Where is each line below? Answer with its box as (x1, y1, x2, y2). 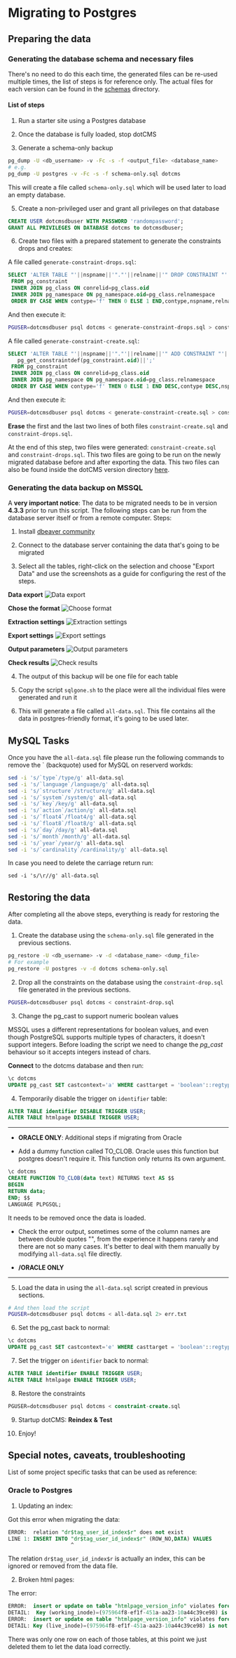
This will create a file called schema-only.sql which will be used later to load (8, 183, 227, 191)
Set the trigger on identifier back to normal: (18, 1357, 149, 1364)
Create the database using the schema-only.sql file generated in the (18, 931, 214, 940)
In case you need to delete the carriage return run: (8, 859, 153, 867)
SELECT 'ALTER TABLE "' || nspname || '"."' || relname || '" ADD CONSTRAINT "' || (8, 350, 231, 357)
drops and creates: (18, 244, 73, 253)
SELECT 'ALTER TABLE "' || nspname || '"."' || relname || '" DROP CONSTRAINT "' (8, 272, 228, 279)
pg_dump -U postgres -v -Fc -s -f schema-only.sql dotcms (8, 170, 181, 177)
